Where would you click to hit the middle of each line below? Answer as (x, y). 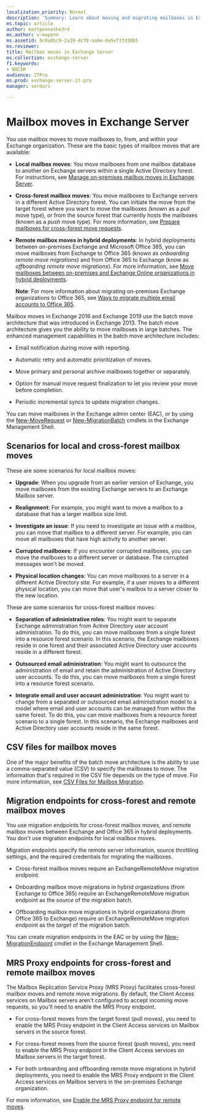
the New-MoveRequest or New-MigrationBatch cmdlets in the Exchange (97, 420)
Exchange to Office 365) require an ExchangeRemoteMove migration (102, 894)
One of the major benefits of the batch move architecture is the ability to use (103, 762)
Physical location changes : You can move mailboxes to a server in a (102, 576)
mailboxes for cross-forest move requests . (69, 228)
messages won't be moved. (50, 564)
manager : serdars (29, 87)
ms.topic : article (30, 23)
